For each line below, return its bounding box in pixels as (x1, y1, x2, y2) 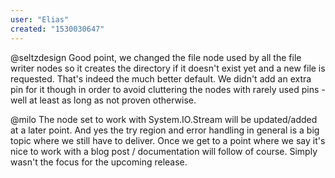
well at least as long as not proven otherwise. (10, 94, 197, 106)
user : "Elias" (10, 14, 70, 25)
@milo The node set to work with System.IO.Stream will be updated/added (10, 113, 318, 125)
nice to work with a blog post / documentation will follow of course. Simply (10, 145, 318, 157)
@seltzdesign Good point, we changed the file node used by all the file (10, 51, 302, 63)
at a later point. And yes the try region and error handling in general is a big (10, 124, 320, 136)
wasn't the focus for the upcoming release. (10, 156, 188, 168)
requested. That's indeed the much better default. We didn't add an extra (10, 72, 312, 85)
